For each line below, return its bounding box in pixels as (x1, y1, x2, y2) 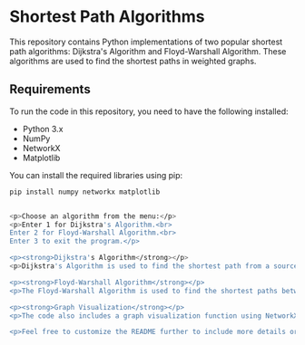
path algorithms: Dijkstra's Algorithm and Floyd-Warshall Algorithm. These (9, 45, 287, 56)
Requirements (9, 81, 91, 97)
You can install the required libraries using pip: (9, 169, 183, 180)
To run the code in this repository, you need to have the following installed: (9, 106, 289, 117)
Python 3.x (22, 123, 64, 134)
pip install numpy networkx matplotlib (9, 187, 161, 196)
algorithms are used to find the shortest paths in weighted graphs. (9, 55, 257, 66)
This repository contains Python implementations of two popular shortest (9, 36, 283, 47)
